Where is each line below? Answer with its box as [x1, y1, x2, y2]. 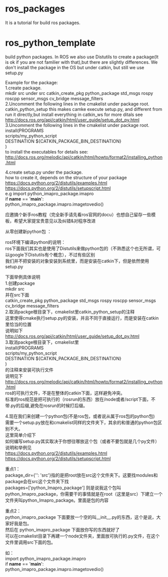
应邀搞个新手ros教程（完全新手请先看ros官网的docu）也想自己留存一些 [5, 211, 151, 217]
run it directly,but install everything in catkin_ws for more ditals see [5, 111, 143, 117]
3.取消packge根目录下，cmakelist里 [5, 339, 79, 345]
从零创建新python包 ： [5, 228, 51, 234]
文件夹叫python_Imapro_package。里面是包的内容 [5, 497, 109, 503]
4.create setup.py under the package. [5, 169, 83, 175]
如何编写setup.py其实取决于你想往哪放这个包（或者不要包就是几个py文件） [5, 438, 160, 444]
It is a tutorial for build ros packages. [5, 20, 81, 26]
